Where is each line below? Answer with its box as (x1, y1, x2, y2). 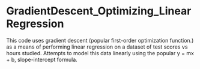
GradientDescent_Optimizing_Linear (6, 4, 192, 18)
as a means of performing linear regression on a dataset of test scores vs (6, 43, 188, 50)
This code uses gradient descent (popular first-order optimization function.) (6, 37, 194, 44)
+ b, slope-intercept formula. (6, 56, 78, 63)
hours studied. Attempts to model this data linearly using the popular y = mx (6, 49, 194, 56)
